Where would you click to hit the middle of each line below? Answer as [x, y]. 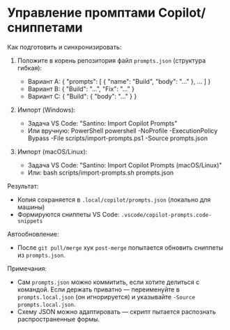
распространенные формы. [58, 319]
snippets [30, 221]
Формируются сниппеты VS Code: [68, 214]
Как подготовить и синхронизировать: [64, 47]
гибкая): [30, 68]
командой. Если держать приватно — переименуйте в [98, 289]
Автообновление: [33, 234]
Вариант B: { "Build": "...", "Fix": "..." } [81, 89]
